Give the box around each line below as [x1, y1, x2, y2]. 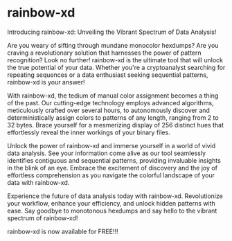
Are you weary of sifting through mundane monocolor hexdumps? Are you [7, 41, 219, 49]
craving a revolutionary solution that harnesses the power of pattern [7, 48, 202, 57]
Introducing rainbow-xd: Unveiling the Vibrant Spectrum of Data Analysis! [7, 28, 217, 36]
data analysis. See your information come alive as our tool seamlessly [7, 149, 206, 157]
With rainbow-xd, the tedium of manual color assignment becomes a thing [7, 91, 219, 100]
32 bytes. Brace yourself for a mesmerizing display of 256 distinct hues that [7, 120, 224, 129]
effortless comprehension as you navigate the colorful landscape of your [7, 171, 215, 179]
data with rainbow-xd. [7, 178, 70, 186]
